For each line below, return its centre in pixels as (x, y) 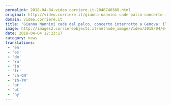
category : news (21, 38)
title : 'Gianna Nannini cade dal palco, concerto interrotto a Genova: (83, 24)
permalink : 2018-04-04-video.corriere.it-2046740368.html (68, 10)
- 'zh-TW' (18, 80)
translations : (20, 43)
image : (12, 29)
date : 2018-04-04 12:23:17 (34, 33)
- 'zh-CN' (18, 76)
